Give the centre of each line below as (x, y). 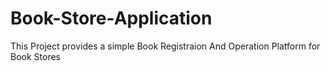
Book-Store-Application (111, 18)
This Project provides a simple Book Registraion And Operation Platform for (165, 46)
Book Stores (35, 56)
